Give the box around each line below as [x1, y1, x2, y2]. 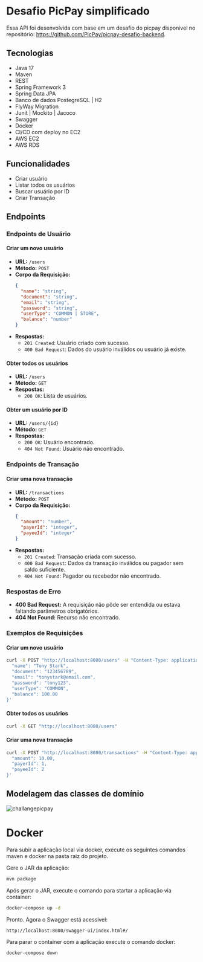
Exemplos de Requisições [6, 629, 83, 638]
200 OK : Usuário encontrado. [24, 439, 95, 446]
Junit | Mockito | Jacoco [14, 109, 76, 116]
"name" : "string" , [21, 288, 67, 294]
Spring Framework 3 [14, 83, 66, 91]
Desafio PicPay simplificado [6, 4, 150, 18]
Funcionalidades [6, 159, 71, 169]
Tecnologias [6, 48, 54, 59]
